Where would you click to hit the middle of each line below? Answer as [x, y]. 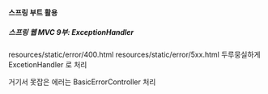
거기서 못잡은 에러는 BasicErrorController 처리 [82, 82]
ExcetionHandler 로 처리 [48, 64]
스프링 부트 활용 [33, 12]
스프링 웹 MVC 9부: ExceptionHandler [71, 32]
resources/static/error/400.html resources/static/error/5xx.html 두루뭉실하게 [134, 54]
